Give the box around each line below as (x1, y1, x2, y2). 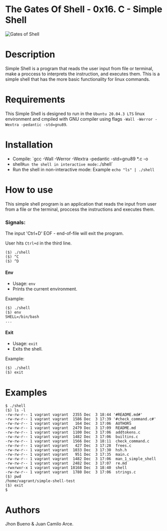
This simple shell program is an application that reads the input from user (5, 201, 157, 207)
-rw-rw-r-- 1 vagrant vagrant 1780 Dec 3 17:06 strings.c (5, 470, 136, 475)
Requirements (5, 94, 65, 106)
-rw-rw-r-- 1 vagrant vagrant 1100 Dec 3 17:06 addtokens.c (5, 430, 141, 435)
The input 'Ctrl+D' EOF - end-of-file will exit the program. (5, 230, 124, 236)
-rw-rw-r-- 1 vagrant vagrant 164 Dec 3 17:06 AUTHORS (5, 421, 132, 426)
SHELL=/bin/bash (5, 314, 39, 319)
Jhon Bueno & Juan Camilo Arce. (5, 521, 74, 527)
